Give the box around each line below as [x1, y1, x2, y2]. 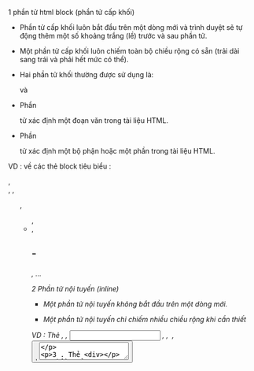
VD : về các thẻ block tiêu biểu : [8, 161, 112, 171]
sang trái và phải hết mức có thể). [19, 55, 129, 64]
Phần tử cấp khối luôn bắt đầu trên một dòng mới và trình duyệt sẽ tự [19, 23, 243, 32]
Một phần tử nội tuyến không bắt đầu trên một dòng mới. [42, 299, 228, 309]
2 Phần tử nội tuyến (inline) [31, 284, 120, 293]
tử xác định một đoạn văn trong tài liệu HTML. [19, 116, 169, 125]
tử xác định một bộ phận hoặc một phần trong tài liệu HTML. [19, 147, 215, 155]
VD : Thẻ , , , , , [31, 330, 175, 339]
